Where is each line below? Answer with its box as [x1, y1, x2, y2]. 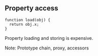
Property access [5, 4, 58, 13]
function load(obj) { [5, 17, 51, 22]
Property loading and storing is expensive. [5, 35, 93, 41]
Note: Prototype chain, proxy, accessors [5, 45, 89, 51]
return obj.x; [9, 22, 39, 27]
